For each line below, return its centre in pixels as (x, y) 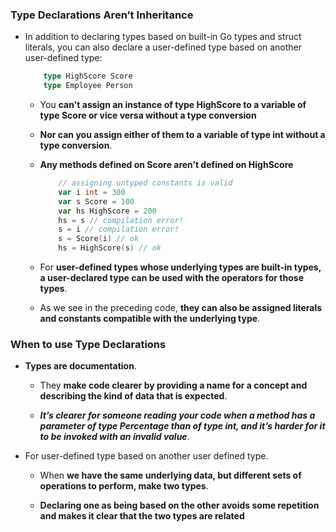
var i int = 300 (92, 192)
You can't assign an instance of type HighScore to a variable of (173, 105)
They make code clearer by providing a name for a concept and (173, 385)
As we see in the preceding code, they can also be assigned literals (181, 308)
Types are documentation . (80, 366)
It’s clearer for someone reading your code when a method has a (177, 415)
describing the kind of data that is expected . (133, 396)
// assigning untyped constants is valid (145, 183)
